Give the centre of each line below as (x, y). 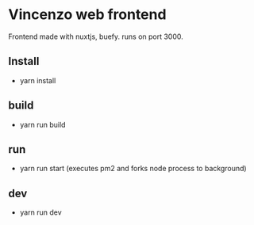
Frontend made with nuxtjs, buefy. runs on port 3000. (96, 36)
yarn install (38, 80)
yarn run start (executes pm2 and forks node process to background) (133, 169)
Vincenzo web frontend (87, 15)
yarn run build (42, 124)
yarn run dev (40, 212)
